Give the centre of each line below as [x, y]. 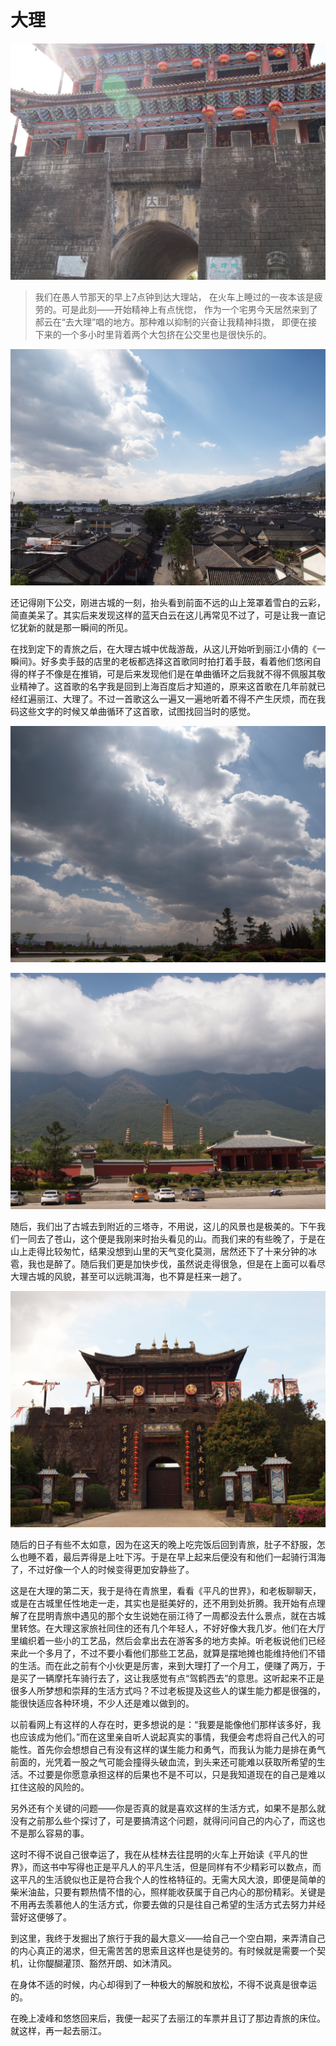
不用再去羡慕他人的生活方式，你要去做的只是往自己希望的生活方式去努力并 [163, 1904]
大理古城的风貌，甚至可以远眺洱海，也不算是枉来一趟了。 [128, 1276]
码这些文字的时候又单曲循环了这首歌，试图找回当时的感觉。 [133, 711]
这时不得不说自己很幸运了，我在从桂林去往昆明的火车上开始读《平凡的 [155, 1854]
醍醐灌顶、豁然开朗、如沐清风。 [110, 1963]
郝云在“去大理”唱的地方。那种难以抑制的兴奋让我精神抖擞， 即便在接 [176, 322]
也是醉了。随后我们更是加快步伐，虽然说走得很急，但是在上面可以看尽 [181, 1263]
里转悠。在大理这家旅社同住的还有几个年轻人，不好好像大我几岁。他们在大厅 [168, 1628]
